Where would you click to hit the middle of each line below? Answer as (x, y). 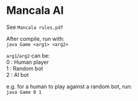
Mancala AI (35, 11)
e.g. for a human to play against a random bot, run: (69, 86)
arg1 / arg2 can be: (28, 55)
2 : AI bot (17, 75)
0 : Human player (28, 62)
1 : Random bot (25, 68)
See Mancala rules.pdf (35, 27)
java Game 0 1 (24, 92)
